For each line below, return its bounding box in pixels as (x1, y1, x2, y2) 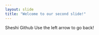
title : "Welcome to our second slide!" (5, 12, 86, 16)
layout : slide (5, 7, 34, 12)
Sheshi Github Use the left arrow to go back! (5, 24, 94, 30)
